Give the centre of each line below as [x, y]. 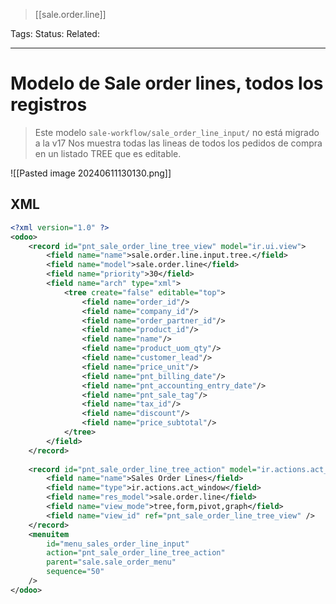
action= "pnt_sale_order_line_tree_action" [136, 553]
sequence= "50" [75, 572]
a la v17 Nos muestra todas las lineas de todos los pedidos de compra [178, 143]
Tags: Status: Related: [55, 33]
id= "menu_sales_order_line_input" [118, 544]
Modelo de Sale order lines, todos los [167, 83]
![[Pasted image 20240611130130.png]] [91, 173]
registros [49, 105]
